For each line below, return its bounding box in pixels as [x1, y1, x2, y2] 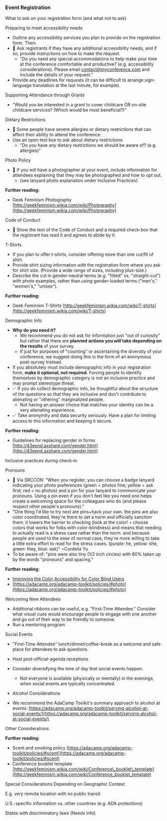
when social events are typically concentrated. [19, 681, 116, 687]
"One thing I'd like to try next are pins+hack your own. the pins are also [12, 509, 158, 515]
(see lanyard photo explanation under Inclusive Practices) [19, 178, 138, 184]
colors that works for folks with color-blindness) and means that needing [12, 525, 162, 531]
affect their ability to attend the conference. [12, 132, 102, 138]
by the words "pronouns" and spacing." [12, 556, 93, 562]
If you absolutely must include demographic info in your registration [12, 364, 152, 370]
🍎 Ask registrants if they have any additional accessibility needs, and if [12, 45, 157, 51]
